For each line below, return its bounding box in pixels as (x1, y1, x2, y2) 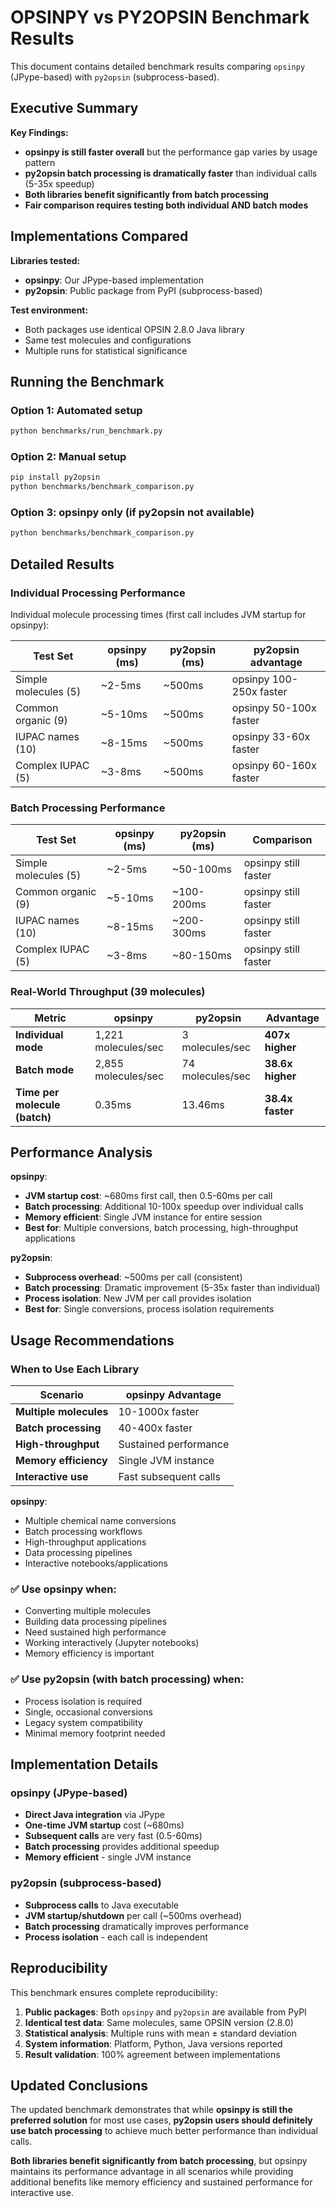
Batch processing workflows (24, 1526, 143, 1538)
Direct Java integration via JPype (24, 1809, 165, 1821)
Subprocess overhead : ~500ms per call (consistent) (24, 1271, 243, 1283)
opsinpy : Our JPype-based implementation (24, 274, 204, 286)
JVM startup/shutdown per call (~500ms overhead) (24, 1909, 243, 1921)
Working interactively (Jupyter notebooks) (24, 1637, 200, 1649)
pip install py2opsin (10, 472, 101, 483)
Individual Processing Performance (10, 586, 186, 600)
